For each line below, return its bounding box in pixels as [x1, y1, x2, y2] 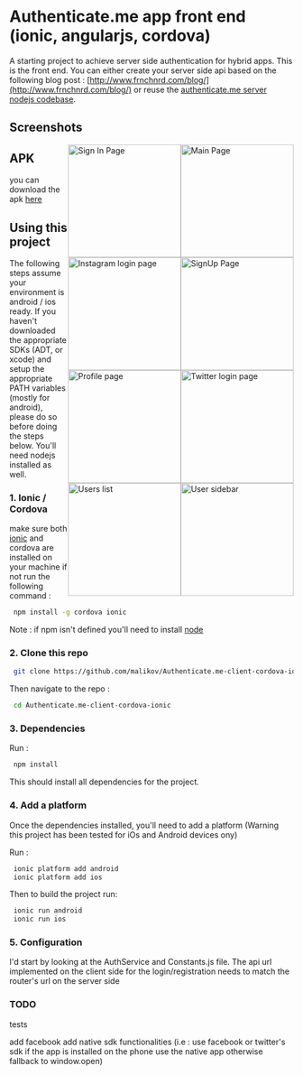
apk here [9, 194, 42, 205]
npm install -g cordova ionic [13, 607, 127, 617]
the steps [9, 431, 44, 441]
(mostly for [9, 392, 50, 403]
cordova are [9, 542, 54, 553]
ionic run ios [13, 914, 67, 924]
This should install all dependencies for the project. [9, 776, 200, 787]
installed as [9, 459, 52, 470]
